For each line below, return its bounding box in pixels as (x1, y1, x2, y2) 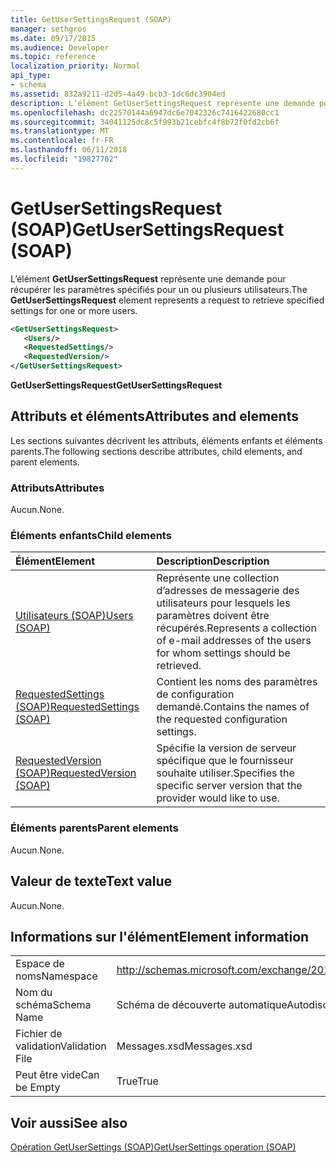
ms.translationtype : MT (10, 126, 110, 136)
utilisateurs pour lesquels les (156, 596, 291, 610)
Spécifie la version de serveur (156, 741, 297, 755)
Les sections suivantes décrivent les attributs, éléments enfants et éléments (10, 434, 323, 446)
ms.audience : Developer (10, 42, 110, 53)
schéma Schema (15, 998, 92, 1012)
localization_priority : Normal (10, 61, 141, 71)
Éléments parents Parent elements (10, 821, 179, 835)
